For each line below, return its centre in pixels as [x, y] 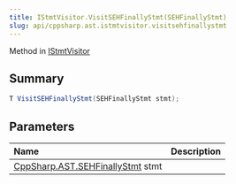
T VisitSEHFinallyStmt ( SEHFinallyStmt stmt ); [94, 99]
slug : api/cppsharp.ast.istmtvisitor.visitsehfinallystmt [118, 26]
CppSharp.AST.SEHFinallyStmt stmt [88, 166]
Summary [37, 78]
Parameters [42, 126]
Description [196, 151]
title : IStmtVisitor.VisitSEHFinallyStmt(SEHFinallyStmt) [118, 17]
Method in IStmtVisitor [50, 50]
